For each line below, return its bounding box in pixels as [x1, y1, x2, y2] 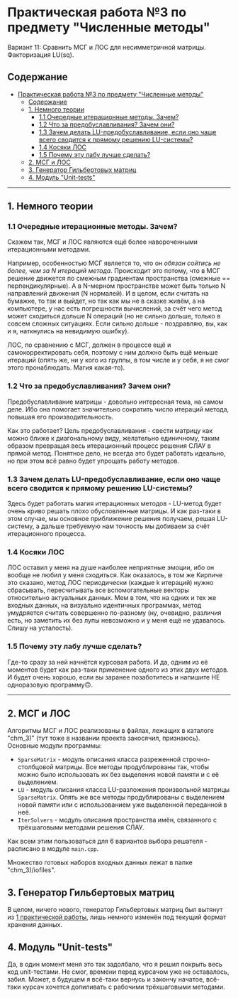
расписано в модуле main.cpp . [7, 844, 99, 853]
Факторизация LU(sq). [7, 50, 74, 59]
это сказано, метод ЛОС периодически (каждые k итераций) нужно [7, 579, 214, 587]
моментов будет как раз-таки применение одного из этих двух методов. [7, 665, 229, 674]
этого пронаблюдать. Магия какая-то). [7, 363, 125, 372]
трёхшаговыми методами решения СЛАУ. [17, 823, 144, 832]
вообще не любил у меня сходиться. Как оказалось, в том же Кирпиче [7, 571, 223, 579]
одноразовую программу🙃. [7, 680, 93, 689]
